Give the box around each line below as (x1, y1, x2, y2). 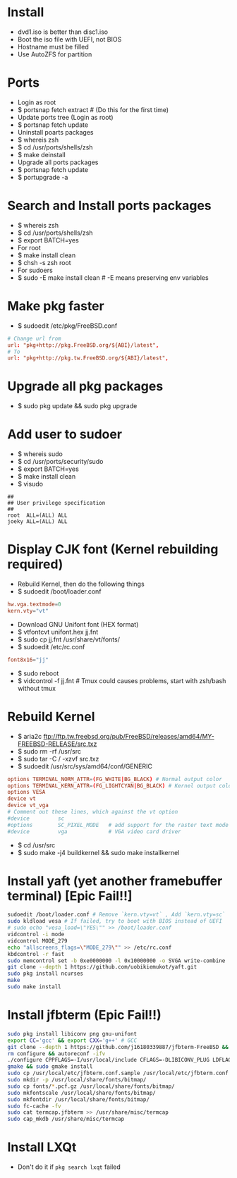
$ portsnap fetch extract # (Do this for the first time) (17, 105, 169, 113)
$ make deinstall (17, 150, 66, 159)
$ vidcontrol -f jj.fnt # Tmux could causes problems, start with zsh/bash (17, 676, 226, 685)
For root (17, 243, 41, 252)
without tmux (17, 684, 56, 692)
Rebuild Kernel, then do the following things (17, 579, 145, 589)
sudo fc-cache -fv (7, 1103, 61, 1110)
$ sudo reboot (17, 669, 59, 677)
